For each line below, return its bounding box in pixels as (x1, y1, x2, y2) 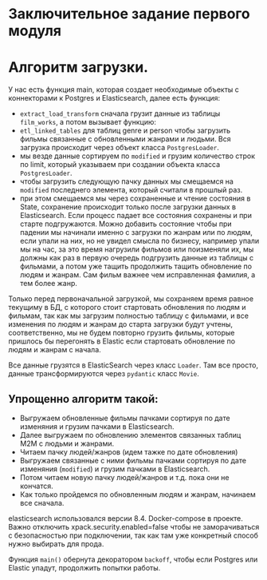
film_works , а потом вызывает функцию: (19, 117, 157, 127)
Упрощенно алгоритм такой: (8, 392, 159, 406)
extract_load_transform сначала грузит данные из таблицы (19, 109, 221, 118)
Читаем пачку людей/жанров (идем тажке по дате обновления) (19, 447, 238, 456)
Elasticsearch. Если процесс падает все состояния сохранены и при (19, 211, 253, 220)
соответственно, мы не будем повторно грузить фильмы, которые (8, 328, 235, 338)
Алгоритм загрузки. (8, 58, 149, 77)
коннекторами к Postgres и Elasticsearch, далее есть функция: (8, 93, 221, 103)
